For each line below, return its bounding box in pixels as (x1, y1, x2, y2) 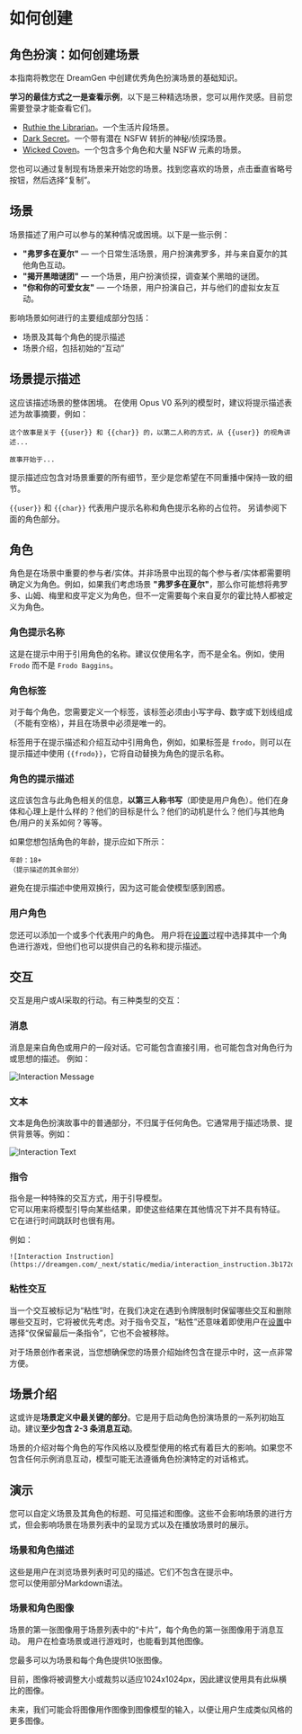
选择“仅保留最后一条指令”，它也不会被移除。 (9, 1327, 174, 1338)
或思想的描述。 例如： (9, 1053, 91, 1064)
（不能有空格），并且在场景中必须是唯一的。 (9, 718, 171, 728)
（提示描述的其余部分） (9, 865, 84, 875)
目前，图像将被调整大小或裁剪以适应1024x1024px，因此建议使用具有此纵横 (9, 1674, 288, 1685)
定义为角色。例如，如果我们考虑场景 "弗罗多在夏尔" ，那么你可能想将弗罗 (16, 579, 289, 590)
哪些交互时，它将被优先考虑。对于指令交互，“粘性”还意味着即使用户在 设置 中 (9, 1316, 292, 1327)
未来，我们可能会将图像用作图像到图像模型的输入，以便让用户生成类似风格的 (9, 1703, 293, 1714)
